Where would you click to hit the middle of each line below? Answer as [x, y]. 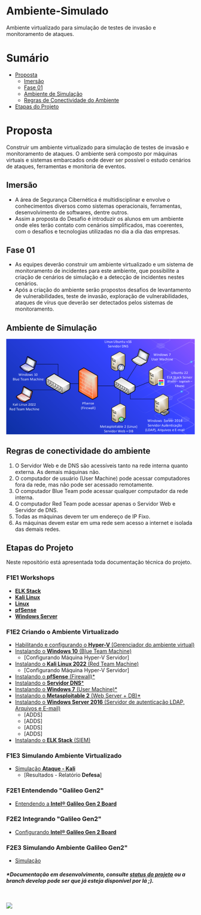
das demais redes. [38, 529]
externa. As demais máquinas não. [57, 472]
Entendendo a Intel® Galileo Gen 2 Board [66, 804]
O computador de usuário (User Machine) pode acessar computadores [102, 478]
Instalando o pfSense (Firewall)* [55, 676]
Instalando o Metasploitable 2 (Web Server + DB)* [78, 695]
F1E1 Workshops [31, 577]
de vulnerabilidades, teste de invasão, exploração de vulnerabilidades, [102, 296]
